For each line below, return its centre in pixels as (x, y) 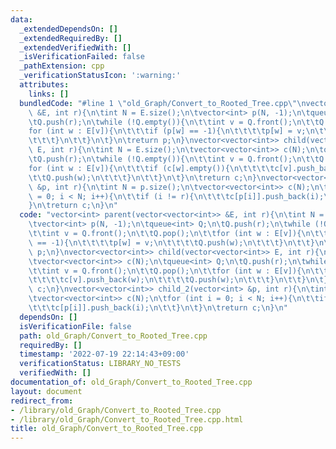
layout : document (46, 391)
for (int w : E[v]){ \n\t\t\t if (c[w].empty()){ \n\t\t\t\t (151, 168)
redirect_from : (42, 401)
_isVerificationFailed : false (82, 57)
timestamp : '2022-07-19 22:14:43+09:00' (104, 354)
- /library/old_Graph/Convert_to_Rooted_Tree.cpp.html (127, 419)
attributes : (44, 85)
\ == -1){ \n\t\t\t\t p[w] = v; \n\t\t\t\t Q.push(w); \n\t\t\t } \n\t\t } (171, 242)
